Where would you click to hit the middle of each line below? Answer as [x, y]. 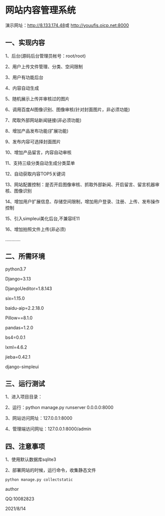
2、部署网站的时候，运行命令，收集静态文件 [51, 470]
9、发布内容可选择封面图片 [33, 141]
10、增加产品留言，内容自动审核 [38, 152]
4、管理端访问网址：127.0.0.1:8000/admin [48, 429]
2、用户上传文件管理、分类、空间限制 [44, 67]
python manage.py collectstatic [39, 480]
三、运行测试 [25, 384]
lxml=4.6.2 [16, 347]
